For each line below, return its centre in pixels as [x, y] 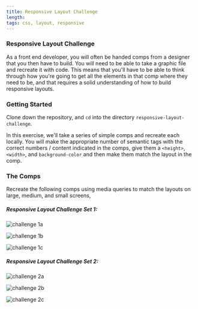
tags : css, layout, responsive [45, 23]
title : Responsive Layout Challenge [52, 12]
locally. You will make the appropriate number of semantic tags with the [94, 141]
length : [16, 17]
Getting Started [29, 104]
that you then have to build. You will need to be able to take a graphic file [96, 63]
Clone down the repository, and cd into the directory [70, 117]
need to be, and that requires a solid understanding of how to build [89, 82]
